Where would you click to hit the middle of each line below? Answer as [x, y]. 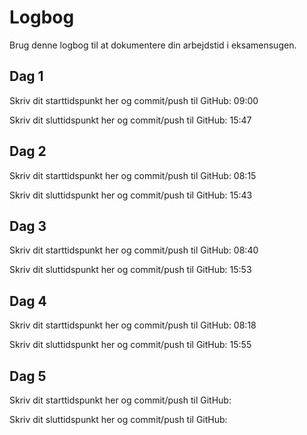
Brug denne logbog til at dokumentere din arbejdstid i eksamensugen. [153, 45]
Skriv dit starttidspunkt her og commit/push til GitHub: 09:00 [134, 100]
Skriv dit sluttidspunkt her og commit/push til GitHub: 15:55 [130, 345]
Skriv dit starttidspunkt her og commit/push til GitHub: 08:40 [134, 250]
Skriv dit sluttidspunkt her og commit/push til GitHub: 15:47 [130, 120]
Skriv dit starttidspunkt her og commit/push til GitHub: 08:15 [133, 175]
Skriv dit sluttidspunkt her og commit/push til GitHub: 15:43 [131, 195]
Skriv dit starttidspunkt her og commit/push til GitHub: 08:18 [133, 325]
